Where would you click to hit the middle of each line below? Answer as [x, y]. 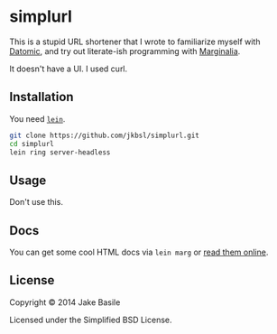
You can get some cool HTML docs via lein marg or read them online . [139, 252]
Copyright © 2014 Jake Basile [65, 302]
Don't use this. [36, 202]
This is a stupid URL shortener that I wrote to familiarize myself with [135, 42]
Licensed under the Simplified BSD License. [91, 320]
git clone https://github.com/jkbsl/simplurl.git [105, 135]
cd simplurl [32, 144]
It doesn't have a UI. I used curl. [69, 69]
